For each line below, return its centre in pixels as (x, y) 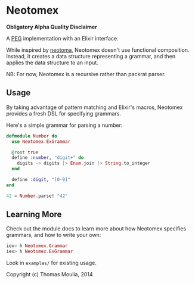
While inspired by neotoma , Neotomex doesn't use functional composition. (98, 50)
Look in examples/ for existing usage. (52, 263)
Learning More (34, 215)
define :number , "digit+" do (48, 158)
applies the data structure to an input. (52, 63)
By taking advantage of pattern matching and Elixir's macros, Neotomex (95, 107)
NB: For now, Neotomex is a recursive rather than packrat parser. (86, 74)
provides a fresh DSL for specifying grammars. (64, 113)
